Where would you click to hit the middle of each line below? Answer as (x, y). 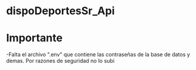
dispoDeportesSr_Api (60, 11)
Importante (34, 38)
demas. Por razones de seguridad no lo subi (60, 61)
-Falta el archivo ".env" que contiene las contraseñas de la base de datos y (98, 55)
